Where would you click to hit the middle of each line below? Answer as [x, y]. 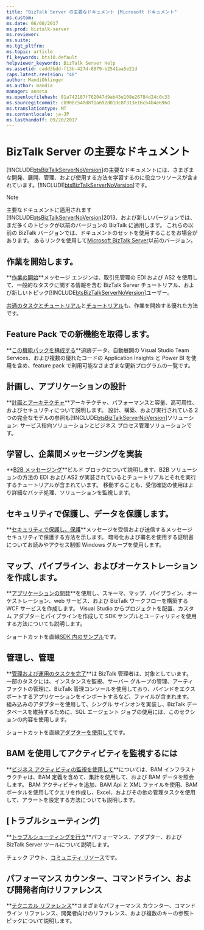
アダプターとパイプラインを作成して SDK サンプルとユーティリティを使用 [105, 616]
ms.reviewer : [23, 35]
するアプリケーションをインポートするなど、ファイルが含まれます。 [107, 696]
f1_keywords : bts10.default [42, 57]
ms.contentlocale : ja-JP [38, 114]
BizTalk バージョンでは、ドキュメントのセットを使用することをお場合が [108, 233]
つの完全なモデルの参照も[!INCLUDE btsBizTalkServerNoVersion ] [87, 417]
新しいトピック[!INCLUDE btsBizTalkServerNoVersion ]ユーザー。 [92, 293]
